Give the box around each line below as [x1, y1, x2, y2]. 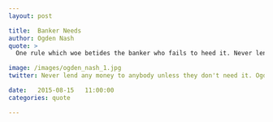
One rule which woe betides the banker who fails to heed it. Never [15, 50, 253, 58]
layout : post [8, 11, 53, 20]
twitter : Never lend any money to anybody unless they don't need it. [8, 72, 253, 80]
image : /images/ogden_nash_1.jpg [8, 64, 122, 72]
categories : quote [8, 94, 71, 102]
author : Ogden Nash [8, 34, 75, 42]
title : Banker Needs [8, 26, 82, 35]
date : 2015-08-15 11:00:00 [8, 86, 115, 94]
